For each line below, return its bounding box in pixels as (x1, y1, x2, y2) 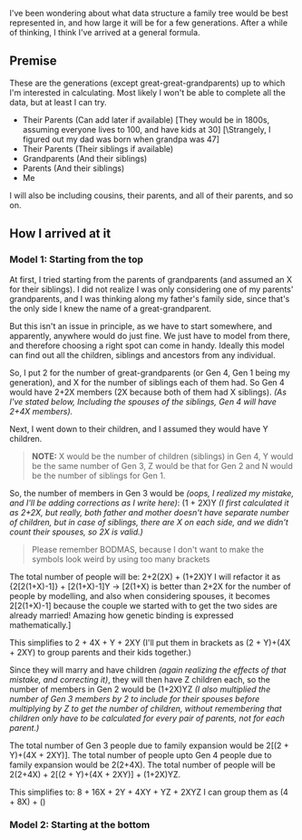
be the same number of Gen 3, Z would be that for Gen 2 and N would (31, 460, 293, 471)
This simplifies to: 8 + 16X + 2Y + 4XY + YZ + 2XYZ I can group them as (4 (9, 786, 288, 797)
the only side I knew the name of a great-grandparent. (9, 303, 211, 314)
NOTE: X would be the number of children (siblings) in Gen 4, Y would (31, 450, 294, 462)
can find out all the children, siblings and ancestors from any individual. (9, 349, 277, 360)
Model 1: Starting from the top (9, 254, 143, 266)
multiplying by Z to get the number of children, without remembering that (9, 703, 283, 714)
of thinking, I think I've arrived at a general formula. (9, 27, 201, 37)
